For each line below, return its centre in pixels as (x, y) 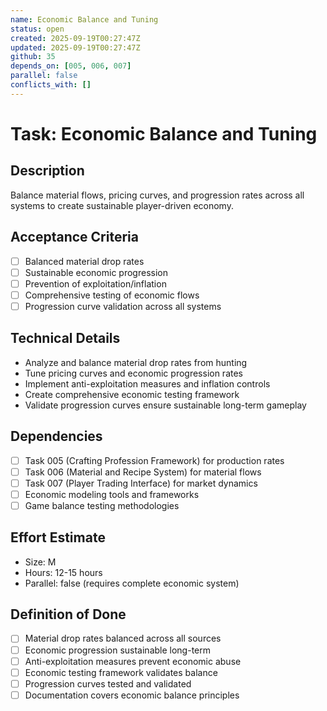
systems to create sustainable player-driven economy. (122, 205)
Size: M (40, 562)
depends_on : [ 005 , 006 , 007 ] (71, 66)
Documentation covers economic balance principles (132, 695)
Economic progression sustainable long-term (118, 650)
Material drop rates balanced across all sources (123, 638)
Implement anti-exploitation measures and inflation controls (147, 383)
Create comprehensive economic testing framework (132, 394)
